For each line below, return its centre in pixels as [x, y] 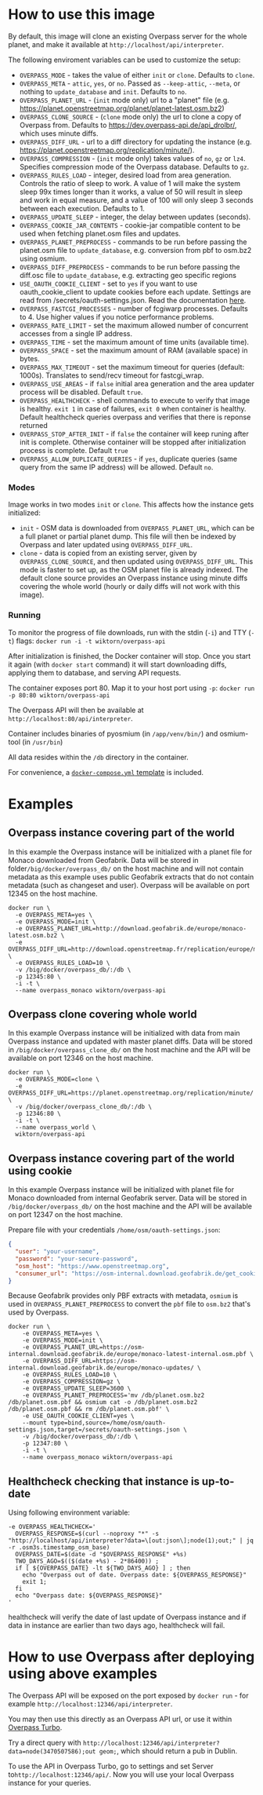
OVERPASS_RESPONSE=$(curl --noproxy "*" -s [87, 1534]
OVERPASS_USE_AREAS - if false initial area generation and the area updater [137, 383]
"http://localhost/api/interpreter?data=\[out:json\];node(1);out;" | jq [131, 1541]
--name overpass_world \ [56, 1128]
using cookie [40, 1170]
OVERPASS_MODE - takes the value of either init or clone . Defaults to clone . [137, 75]
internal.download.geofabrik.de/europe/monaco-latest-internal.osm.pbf [127, 1354]
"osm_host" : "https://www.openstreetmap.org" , [92, 1266]
